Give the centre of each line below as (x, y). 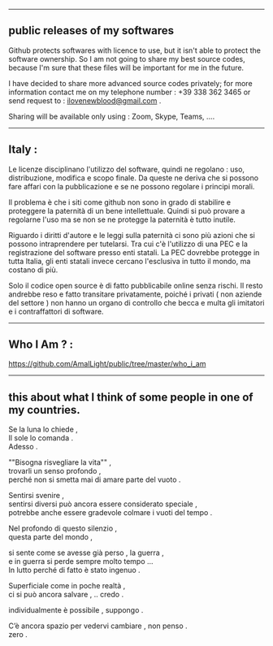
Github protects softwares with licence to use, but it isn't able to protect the (135, 50)
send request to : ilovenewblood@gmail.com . (85, 100)
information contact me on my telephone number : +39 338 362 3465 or (130, 92)
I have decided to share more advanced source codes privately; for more (131, 83)
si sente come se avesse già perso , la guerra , (86, 553)
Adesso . (23, 447)
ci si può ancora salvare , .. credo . (66, 595)
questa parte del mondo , (51, 537)
